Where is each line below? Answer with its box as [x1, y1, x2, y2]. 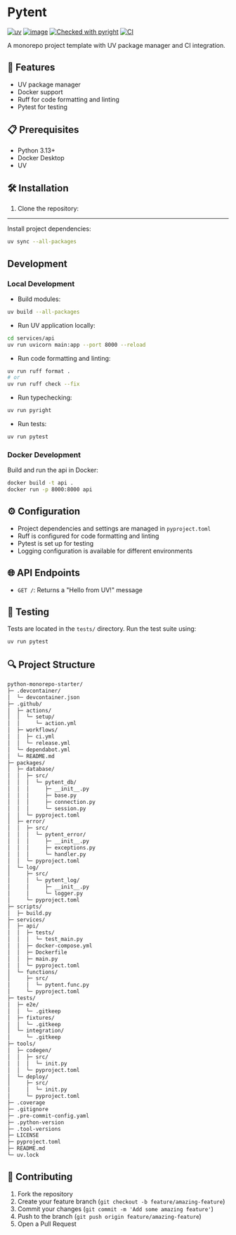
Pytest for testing [17, 103, 68, 111]
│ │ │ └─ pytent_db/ [7, 779, 77, 786]
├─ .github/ [7, 700, 42, 708]
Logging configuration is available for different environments [17, 546, 193, 555]
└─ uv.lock [7, 1151, 39, 1159]
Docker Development [7, 449, 81, 459]
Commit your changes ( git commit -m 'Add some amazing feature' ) [17, 1204, 214, 1213]
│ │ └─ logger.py [7, 890, 83, 897]
